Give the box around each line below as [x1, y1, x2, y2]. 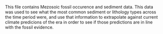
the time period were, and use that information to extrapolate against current [5, 14, 158, 20]
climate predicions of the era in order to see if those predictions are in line [5, 19, 153, 25]
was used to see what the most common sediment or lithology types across [5, 9, 156, 15]
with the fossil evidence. [5, 24, 54, 30]
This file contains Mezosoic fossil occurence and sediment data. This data [5, 4, 154, 10]
